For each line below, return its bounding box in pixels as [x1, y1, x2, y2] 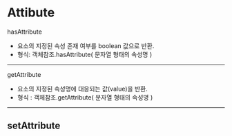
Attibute [7, 5, 55, 21]
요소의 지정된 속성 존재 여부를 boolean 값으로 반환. [17, 41, 155, 49]
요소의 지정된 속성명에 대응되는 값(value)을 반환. [17, 84, 148, 93]
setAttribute [7, 120, 61, 132]
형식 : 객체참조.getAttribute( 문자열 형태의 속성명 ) [17, 93, 153, 101]
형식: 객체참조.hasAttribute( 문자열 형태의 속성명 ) [17, 50, 153, 58]
